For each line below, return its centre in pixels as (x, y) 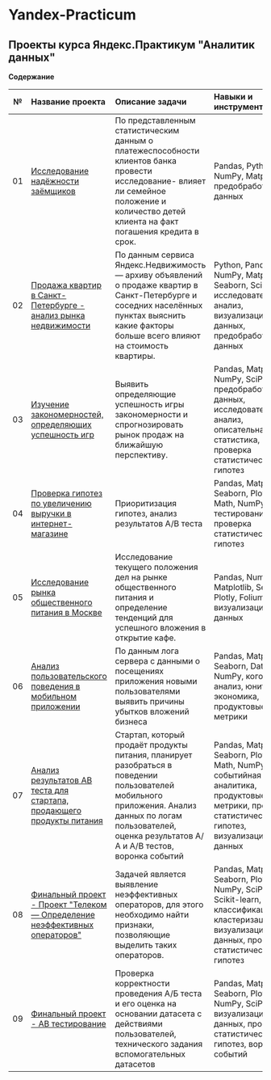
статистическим (147, 131)
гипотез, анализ (146, 513)
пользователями (148, 691)
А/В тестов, (152, 846)
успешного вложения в (161, 628)
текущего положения (156, 567)
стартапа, (50, 800)
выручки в (51, 513)
